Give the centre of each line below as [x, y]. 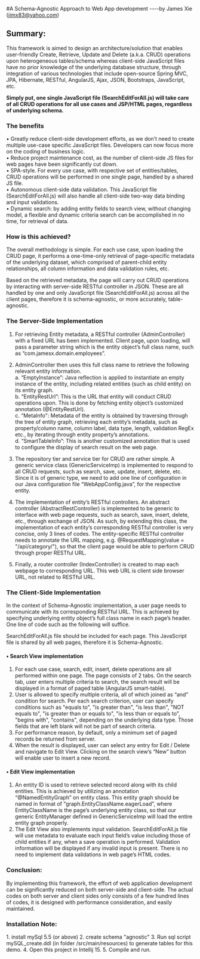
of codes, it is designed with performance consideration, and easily [89, 902]
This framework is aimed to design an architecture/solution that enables [95, 48]
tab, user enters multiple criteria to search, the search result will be [97, 682]
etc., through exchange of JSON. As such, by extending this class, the [101, 521]
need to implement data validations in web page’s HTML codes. [93, 855]
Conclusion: [24, 870]
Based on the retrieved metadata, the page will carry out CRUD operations [98, 280]
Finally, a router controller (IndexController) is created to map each [97, 564]
